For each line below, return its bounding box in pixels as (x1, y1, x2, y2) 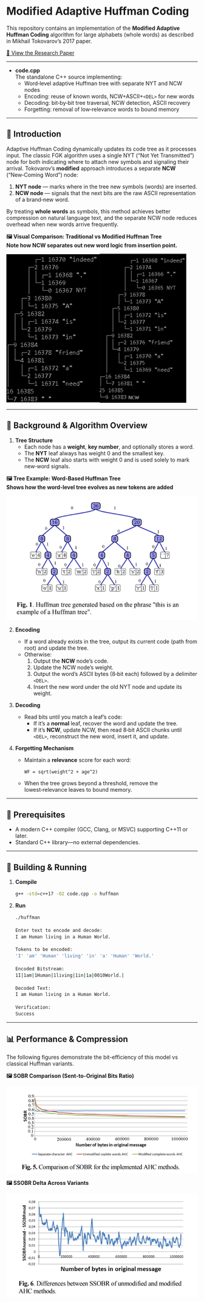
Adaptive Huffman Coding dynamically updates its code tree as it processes (6, 145, 197, 152)
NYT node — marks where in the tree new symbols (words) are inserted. (15, 183, 197, 190)
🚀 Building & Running (6, 862, 87, 872)
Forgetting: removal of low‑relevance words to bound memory (24, 105, 180, 113)
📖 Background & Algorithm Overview (6, 421, 148, 431)
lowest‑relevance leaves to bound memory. (24, 786, 132, 794)
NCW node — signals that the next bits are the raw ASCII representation (15, 189, 196, 196)
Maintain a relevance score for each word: (24, 756, 131, 764)
